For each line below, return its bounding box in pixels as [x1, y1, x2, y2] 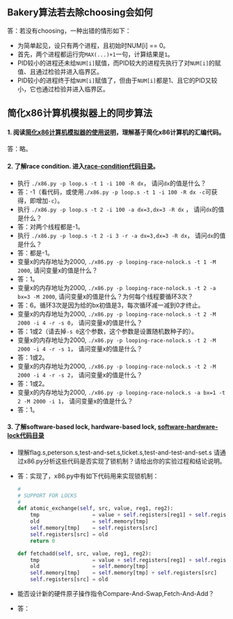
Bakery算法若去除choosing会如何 [7, 6, 153, 19]
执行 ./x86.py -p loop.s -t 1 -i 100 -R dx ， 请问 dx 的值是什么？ [17, 178, 207, 187]
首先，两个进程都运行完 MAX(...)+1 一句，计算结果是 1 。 [17, 49, 174, 58]
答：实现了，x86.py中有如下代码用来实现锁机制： [17, 471, 159, 480]
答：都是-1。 [17, 248, 54, 257]
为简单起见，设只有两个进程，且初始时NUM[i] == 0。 [17, 41, 170, 49]
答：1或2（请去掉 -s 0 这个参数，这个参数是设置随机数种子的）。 [17, 327, 198, 335]
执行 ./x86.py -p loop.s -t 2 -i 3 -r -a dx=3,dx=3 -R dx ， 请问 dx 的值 [17, 231, 226, 239]
